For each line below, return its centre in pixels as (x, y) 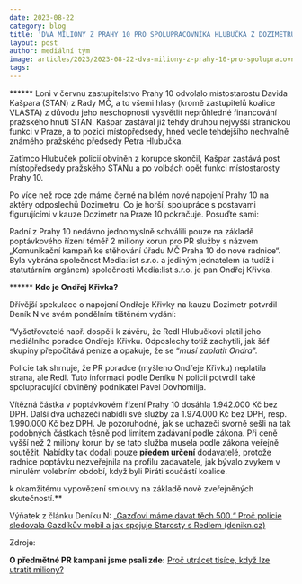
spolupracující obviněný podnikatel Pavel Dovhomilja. (108, 386)
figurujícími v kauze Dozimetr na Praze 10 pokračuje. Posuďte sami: (134, 214)
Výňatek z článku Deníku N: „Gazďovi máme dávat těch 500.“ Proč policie (146, 515)
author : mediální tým (50, 51)
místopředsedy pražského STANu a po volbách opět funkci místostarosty (145, 168)
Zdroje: (22, 542)
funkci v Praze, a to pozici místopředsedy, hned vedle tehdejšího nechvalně (149, 131)
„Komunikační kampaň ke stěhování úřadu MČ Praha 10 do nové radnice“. (145, 250)
